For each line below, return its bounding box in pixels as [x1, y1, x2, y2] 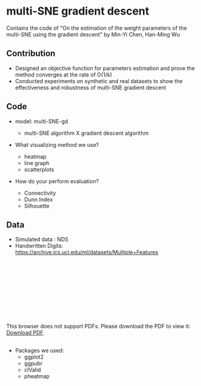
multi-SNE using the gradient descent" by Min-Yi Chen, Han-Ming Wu [6, 30, 180, 38]
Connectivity [24, 189, 56, 197]
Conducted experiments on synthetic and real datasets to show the [15, 77, 183, 84]
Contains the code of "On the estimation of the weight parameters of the [6, 24, 188, 32]
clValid [24, 366, 41, 373]
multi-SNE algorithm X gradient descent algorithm [24, 129, 149, 137]
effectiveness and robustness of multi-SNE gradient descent [15, 84, 166, 91]
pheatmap [24, 372, 50, 380]
